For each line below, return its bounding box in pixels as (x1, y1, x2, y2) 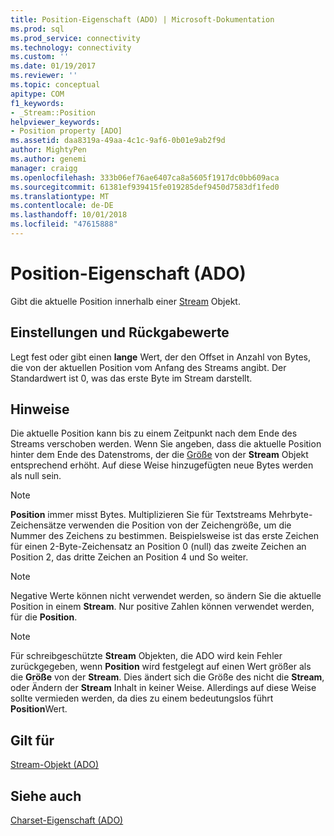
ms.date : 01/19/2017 (10, 61, 97, 71)
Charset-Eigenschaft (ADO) (10, 814, 124, 826)
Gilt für (10, 732, 55, 749)
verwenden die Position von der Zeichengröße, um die (68, 519, 292, 531)
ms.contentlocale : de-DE (10, 201, 114, 211)
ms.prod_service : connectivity (10, 33, 141, 43)
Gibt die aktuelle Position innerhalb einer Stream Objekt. (10, 295, 241, 307)
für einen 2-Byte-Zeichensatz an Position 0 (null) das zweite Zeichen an (10, 541, 307, 553)
